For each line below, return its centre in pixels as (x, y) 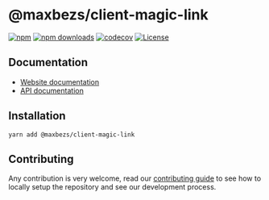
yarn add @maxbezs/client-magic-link (72, 135)
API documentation (52, 90)
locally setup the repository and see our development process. (112, 187)
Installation (37, 116)
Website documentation (60, 81)
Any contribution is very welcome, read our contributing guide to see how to (135, 178)
